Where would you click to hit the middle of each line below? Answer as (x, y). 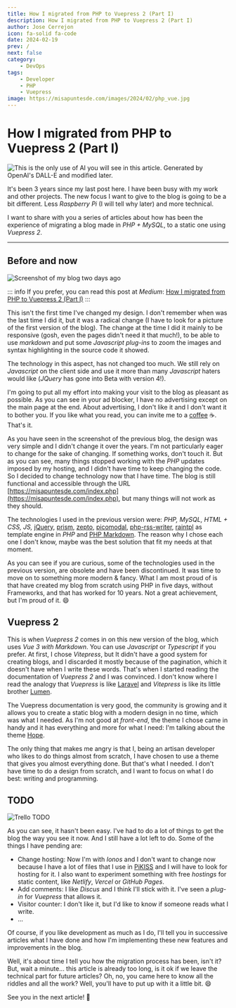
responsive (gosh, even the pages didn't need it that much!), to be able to (113, 335)
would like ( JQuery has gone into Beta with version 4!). (87, 378)
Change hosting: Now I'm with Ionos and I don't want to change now (117, 859)
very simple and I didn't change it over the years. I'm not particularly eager (115, 446)
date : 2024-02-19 (33, 40)
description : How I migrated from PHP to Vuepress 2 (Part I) (100, 20)
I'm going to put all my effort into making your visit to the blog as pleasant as (118, 392)
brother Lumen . (30, 691)
